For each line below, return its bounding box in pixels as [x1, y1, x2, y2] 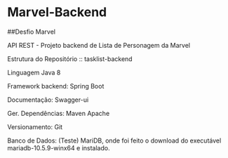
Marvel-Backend [7, 4, 107, 20]
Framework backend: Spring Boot [7, 81, 105, 90]
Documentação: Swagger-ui [7, 96, 89, 104]
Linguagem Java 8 [7, 68, 61, 77]
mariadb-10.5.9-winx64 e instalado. [7, 143, 110, 152]
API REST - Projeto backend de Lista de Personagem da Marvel [7, 41, 191, 49]
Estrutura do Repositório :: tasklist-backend [7, 54, 133, 63]
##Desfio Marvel [7, 27, 56, 36]
